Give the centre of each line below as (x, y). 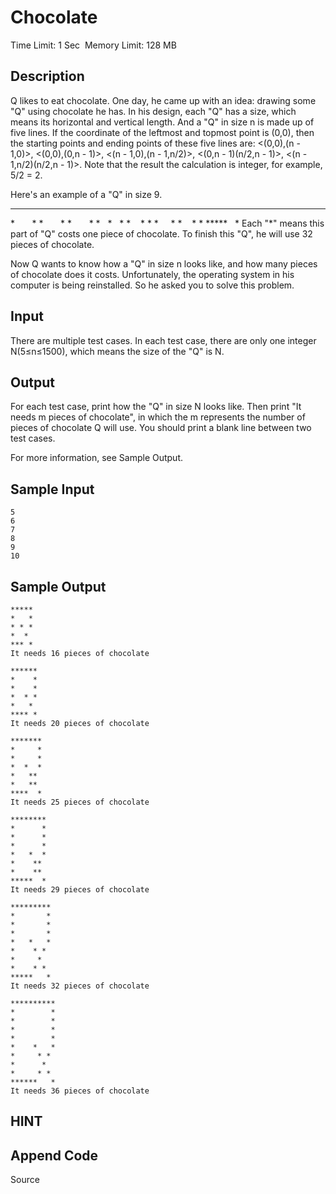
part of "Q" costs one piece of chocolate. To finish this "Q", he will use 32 (161, 233)
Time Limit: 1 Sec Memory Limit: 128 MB (93, 45)
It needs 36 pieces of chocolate (80, 1091)
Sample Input (52, 489)
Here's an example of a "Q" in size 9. (86, 194)
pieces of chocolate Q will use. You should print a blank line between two (161, 428)
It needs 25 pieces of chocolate (80, 802)
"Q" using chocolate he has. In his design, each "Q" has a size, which (153, 111)
